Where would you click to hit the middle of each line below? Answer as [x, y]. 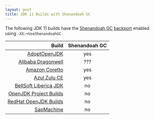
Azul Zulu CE [49, 77]
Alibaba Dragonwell [41, 62]
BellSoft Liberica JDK [39, 85]
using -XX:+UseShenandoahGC [33, 33]
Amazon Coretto [44, 70]
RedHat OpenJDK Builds [35, 101]
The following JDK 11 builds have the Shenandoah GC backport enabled [77, 28]
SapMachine [49, 109]
